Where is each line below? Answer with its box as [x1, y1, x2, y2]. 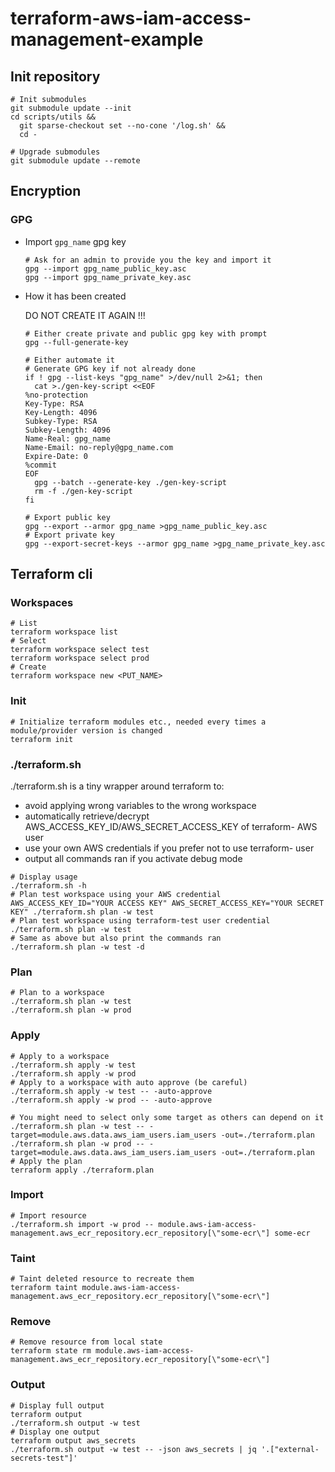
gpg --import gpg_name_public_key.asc [24, 263, 187, 274]
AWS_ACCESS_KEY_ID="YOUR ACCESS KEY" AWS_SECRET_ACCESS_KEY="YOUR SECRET [10, 898, 325, 908]
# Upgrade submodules [10, 147, 101, 157]
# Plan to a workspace [10, 988, 105, 998]
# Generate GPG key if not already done [24, 363, 196, 374]
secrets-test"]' [10, 1453, 78, 1463]
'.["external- [260, 1444, 320, 1454]
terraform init [10, 734, 74, 744]
